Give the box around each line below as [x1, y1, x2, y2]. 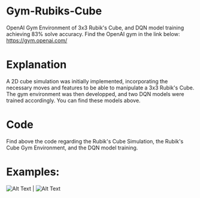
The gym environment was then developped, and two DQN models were [6, 90, 184, 97]
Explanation [6, 58, 67, 71]
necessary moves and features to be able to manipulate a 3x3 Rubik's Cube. [6, 84, 195, 91]
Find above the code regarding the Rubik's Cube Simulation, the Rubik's [6, 137, 184, 145]
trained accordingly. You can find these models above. [6, 97, 141, 104]
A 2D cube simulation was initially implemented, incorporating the [6, 77, 168, 85]
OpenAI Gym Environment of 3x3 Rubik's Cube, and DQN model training [6, 24, 184, 31]
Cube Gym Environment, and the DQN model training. [6, 144, 138, 151]
